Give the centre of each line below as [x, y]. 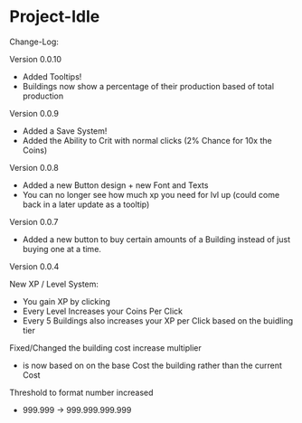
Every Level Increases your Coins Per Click [103, 311]
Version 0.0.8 [34, 167]
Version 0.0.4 [34, 266]
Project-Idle [55, 17]
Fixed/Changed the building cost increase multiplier [105, 348]
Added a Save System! [65, 131]
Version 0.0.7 [34, 221]
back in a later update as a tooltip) [86, 204]
